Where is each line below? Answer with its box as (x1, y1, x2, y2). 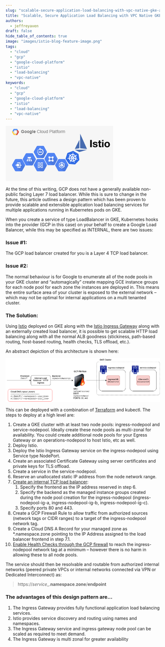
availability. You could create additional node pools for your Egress (12, 432, 147, 438)
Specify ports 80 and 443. (20, 505, 73, 511)
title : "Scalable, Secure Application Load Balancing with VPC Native (5, 13, 153, 18)
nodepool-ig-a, (20, 500, 51, 506)
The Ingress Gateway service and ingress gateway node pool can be (12, 625, 151, 631)
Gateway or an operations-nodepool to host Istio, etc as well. (12, 437, 136, 443)
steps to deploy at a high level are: (5, 412, 75, 418)
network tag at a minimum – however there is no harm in (33, 547, 146, 553)
